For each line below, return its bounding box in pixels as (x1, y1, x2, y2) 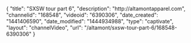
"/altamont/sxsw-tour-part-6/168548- (84, 24, 177, 31)
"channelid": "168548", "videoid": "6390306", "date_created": (6, 11, 158, 19)
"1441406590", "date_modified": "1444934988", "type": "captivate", (6, 18, 174, 24)
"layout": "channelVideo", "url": (6, 24, 84, 31)
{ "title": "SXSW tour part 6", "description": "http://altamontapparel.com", (6, 5, 186, 12)
